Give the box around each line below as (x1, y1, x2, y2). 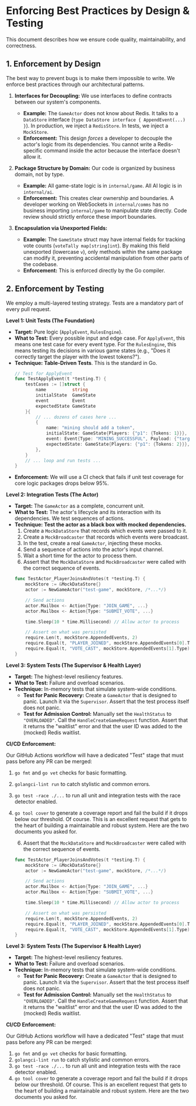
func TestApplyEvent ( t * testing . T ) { (14, 376, 107, 382)
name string (36, 387, 89, 393)
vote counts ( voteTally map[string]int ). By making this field (23, 242, 170, 249)
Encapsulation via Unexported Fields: (14, 224, 108, 232)
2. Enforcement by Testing (6, 284, 104, 294)
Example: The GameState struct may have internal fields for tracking (23, 236, 185, 243)
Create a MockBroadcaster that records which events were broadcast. (23, 533, 189, 540)
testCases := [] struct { (25, 381, 86, 387)
